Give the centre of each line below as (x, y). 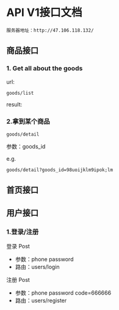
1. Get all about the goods (45, 68)
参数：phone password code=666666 (63, 293)
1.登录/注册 (23, 232)
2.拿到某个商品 (28, 121)
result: (14, 104)
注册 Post (18, 280)
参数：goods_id (26, 146)
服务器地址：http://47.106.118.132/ (50, 30)
